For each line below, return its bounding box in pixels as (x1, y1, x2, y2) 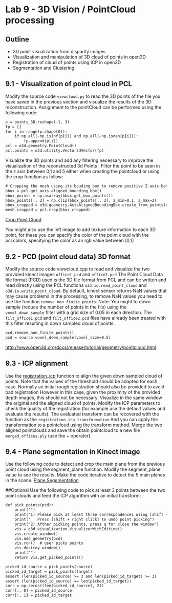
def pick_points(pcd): (5, 503, 54, 508)
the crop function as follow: (5, 173, 63, 180)
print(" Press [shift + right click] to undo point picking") (14, 517, 155, 522)
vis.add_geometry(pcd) (14, 536, 63, 541)
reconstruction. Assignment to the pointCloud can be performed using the (5, 104, 162, 110)
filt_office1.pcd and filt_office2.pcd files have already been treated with (5, 315, 166, 321)
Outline (5, 35, 29, 44)
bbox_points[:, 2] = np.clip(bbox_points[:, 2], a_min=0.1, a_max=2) (5, 198, 157, 203)
